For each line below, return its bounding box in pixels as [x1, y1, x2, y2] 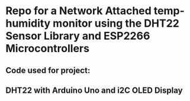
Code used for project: [5, 65, 91, 75]
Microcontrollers [5, 42, 90, 56]
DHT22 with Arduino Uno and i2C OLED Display [5, 85, 183, 95]
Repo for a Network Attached [5, 4, 152, 18]
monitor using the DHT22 [52, 17, 180, 30]
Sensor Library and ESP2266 [5, 30, 150, 43]
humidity [5, 17, 51, 30]
